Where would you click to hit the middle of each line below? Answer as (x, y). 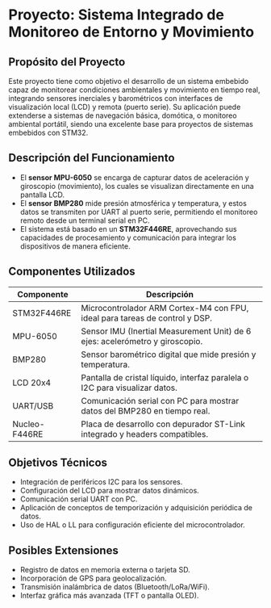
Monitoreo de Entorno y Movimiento (131, 32)
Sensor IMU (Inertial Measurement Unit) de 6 (166, 331)
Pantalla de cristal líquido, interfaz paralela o (165, 377)
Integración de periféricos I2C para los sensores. (101, 482)
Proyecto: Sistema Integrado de (116, 15)
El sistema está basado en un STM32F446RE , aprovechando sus (128, 229)
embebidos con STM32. (48, 132)
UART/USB (33, 405)
